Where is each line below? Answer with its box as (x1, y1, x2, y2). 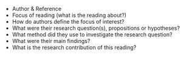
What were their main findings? (12, 38, 91, 44)
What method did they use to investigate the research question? (12, 31, 173, 38)
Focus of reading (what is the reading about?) (12, 12, 126, 19)
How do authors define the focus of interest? (12, 18, 125, 25)
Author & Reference (12, 5, 62, 12)
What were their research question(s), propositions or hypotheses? (12, 24, 181, 32)
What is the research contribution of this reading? (12, 44, 137, 51)
